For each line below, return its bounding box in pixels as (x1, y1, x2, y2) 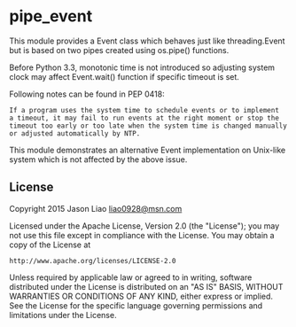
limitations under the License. (9, 309, 117, 320)
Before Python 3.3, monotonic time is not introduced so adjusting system (9, 62, 276, 73)
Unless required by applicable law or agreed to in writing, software (9, 272, 253, 283)
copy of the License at (9, 239, 91, 250)
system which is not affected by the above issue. (9, 153, 188, 165)
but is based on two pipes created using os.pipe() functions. (9, 44, 230, 55)
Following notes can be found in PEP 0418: (9, 89, 166, 99)
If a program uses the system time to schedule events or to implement (9, 105, 279, 114)
